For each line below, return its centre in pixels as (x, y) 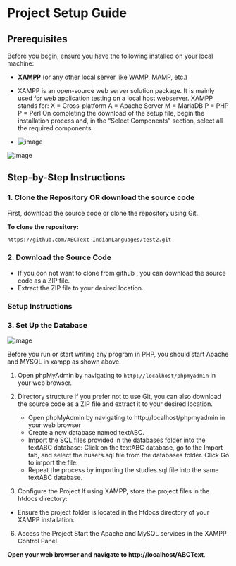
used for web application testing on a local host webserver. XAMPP (115, 98)
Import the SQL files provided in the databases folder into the (117, 440)
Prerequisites (37, 39)
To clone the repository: (43, 226)
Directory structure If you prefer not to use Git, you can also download (119, 397)
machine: (21, 63)
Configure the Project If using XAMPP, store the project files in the (113, 491)
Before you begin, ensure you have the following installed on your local (110, 56)
